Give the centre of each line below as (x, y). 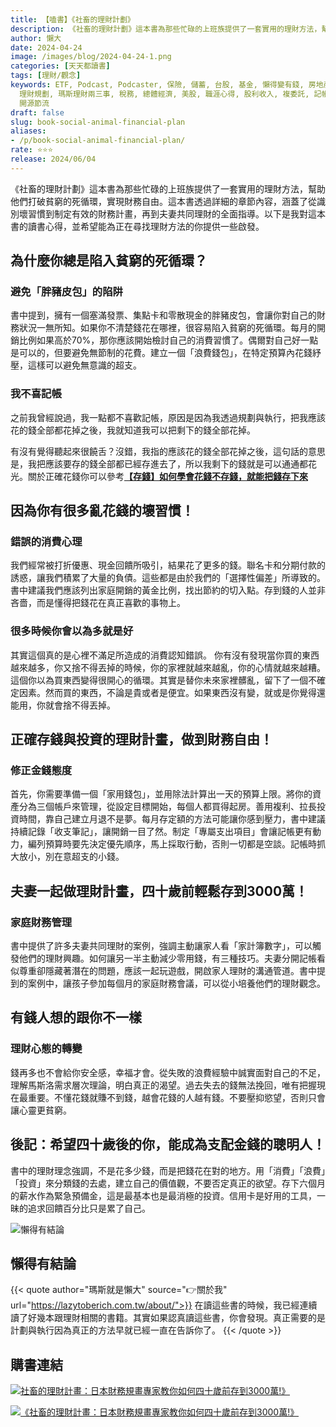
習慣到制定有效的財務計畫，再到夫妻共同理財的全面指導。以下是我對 (167, 213)
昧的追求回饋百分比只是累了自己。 (80, 1208)
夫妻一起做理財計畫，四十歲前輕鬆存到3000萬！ (159, 891)
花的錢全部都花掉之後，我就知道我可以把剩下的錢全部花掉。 (133, 430)
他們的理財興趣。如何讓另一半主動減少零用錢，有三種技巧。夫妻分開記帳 (167, 958)
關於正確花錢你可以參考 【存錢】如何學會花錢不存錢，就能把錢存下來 (167, 476)
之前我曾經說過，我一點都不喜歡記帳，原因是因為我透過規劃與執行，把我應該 (168, 417)
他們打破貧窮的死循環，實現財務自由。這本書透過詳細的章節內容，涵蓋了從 (163, 201)
